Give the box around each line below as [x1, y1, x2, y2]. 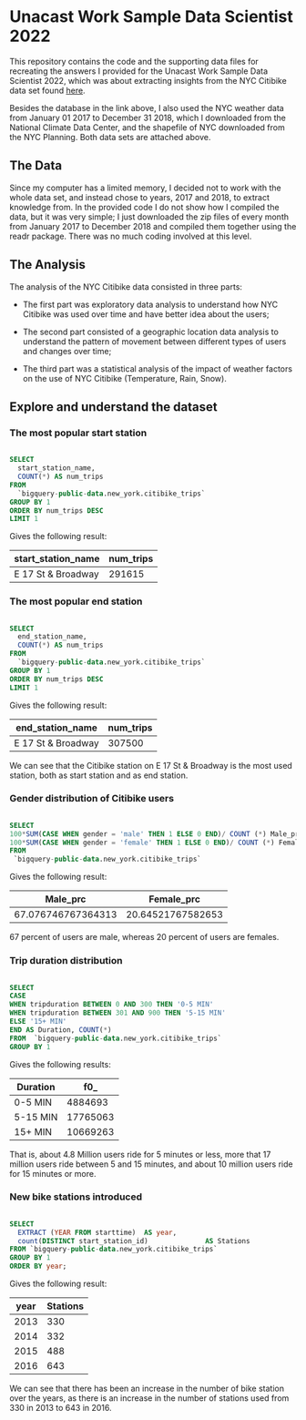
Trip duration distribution [9, 955, 123, 967]
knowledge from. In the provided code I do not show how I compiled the [9, 201, 280, 212]
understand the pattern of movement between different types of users [22, 335, 287, 347]
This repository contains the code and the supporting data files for [9, 56, 260, 66]
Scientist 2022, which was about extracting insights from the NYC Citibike [9, 75, 287, 86]
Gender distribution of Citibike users [9, 792, 175, 805]
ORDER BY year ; [9, 1262, 67, 1272]
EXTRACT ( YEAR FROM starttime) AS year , [17, 1228, 178, 1237]
